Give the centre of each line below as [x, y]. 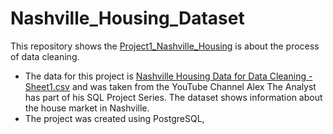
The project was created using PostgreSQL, [114, 118]
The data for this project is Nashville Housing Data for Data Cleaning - [168, 76]
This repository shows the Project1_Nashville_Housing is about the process [165, 46]
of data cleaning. [45, 56]
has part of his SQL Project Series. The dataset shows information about [173, 97]
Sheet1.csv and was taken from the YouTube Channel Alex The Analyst [170, 86]
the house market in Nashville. [87, 108]
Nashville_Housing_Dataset [127, 18]
